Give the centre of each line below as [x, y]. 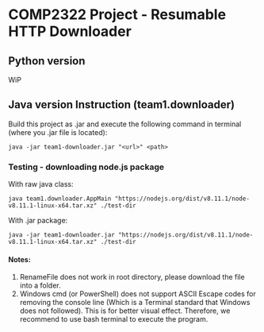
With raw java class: [41, 184]
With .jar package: [38, 221]
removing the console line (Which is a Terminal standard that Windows [135, 303]
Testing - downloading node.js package [86, 167]
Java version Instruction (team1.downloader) [122, 105]
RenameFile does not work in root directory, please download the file [132, 277]
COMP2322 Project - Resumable [117, 15]
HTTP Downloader [70, 31]
